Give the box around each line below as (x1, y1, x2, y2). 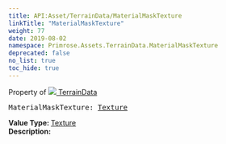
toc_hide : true (8, 64, 60, 72)
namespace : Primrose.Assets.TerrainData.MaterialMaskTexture (8, 42, 219, 50)
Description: (8, 126, 51, 136)
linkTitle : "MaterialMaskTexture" (8, 19, 125, 27)
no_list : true (8, 57, 56, 65)
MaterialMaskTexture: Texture (8, 102, 128, 112)
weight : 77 (8, 27, 45, 35)
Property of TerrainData (8, 87, 98, 97)
